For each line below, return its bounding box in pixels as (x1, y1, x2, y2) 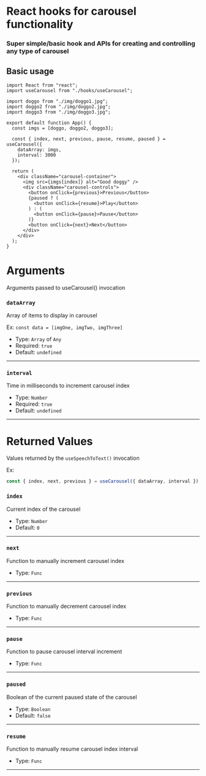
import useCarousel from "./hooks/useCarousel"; (6, 87, 133, 93)
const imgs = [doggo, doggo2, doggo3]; (12, 125, 114, 131)
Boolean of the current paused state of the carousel (6, 693, 137, 700)
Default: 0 (15, 524, 40, 531)
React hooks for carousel (6, 4, 137, 18)
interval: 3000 (17, 152, 56, 158)
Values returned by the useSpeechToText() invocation (6, 454, 140, 462)
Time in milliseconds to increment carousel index (6, 382, 130, 389)
